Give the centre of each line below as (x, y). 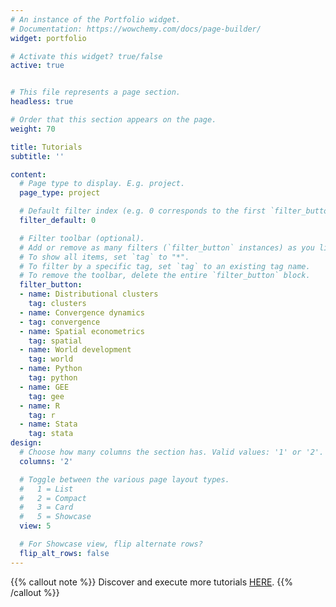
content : (28, 174)
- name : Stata (48, 424)
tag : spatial (55, 341)
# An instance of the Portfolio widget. (96, 19)
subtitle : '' (37, 156)
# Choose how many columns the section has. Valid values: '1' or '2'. (172, 452)
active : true (37, 66)
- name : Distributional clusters (89, 294)
